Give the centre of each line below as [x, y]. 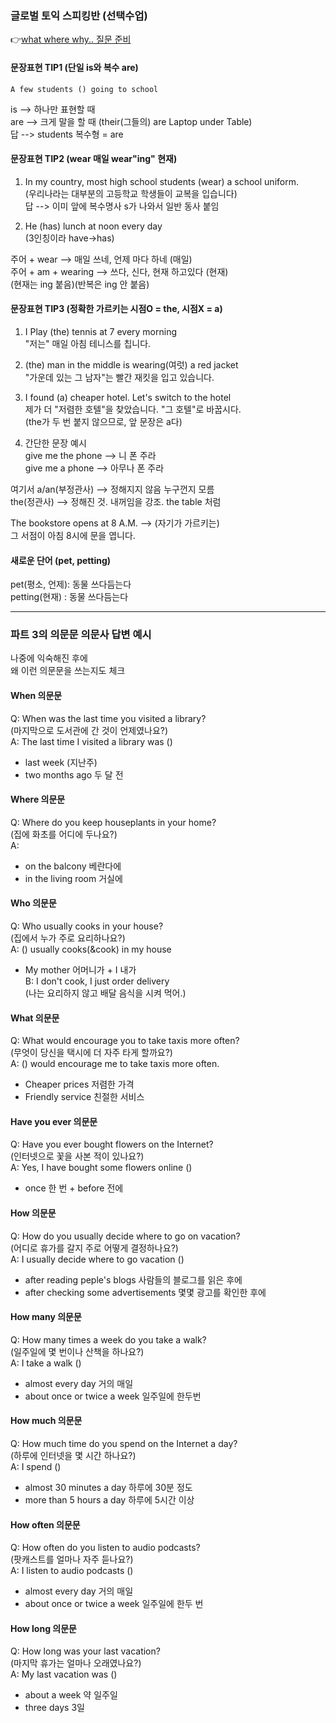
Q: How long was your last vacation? [85, 1651]
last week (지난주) [61, 762]
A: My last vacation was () [64, 1674]
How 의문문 [33, 1213]
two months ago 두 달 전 [74, 774]
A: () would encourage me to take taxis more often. [115, 1064]
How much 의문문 [46, 1421]
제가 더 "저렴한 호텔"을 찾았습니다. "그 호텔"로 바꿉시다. [133, 409]
